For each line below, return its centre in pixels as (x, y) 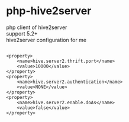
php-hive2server (49, 11)
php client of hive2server (37, 27)
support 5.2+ (22, 33)
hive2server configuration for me (46, 40)
